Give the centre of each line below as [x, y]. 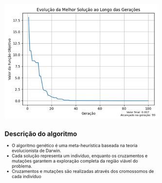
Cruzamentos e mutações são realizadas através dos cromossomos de [83, 171]
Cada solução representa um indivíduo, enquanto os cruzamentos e [80, 156]
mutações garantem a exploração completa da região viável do [75, 161]
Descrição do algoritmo [41, 134]
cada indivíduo [27, 176]
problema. [22, 166]
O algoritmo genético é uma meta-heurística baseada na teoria [74, 145]
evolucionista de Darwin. [36, 150]
